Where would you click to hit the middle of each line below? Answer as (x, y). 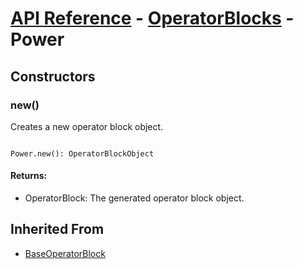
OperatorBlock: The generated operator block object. (134, 198)
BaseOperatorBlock (65, 253)
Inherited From (57, 229)
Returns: (29, 176)
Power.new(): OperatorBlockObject (82, 153)
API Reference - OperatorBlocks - (152, 18)
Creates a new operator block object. (87, 126)
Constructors (53, 76)
